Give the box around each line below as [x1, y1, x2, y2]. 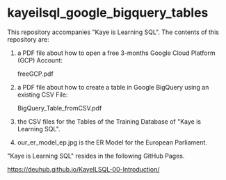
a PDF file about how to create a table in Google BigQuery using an [17, 83, 209, 91]
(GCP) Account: [17, 56, 63, 64]
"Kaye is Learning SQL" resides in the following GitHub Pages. [7, 152, 185, 160]
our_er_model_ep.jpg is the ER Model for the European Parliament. [17, 138, 207, 147]
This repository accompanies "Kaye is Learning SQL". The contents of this [7, 28, 219, 36]
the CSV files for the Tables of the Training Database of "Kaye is [17, 117, 202, 126]
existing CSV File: [17, 90, 68, 99]
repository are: [7, 35, 50, 43]
